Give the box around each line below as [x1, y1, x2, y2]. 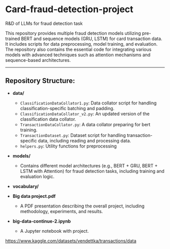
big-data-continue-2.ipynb [12, 218, 71, 224]
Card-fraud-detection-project [5, 4, 134, 15]
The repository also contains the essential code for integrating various [5, 46, 152, 52]
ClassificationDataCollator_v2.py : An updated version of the [20, 111, 150, 117]
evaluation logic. [20, 173, 55, 180]
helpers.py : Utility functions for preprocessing [20, 143, 117, 149]
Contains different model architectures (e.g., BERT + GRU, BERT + [20, 162, 158, 168]
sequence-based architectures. [5, 57, 71, 63]
